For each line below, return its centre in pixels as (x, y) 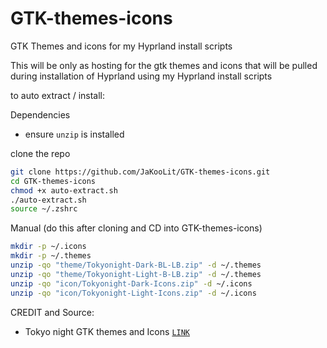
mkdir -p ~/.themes (51, 256)
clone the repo (40, 153)
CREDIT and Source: (52, 312)
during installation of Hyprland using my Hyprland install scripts (141, 76)
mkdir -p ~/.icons (48, 247)
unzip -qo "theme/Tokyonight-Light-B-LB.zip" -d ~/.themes (136, 274)
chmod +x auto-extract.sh (64, 190)
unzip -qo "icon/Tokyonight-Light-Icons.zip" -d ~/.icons (133, 293)
